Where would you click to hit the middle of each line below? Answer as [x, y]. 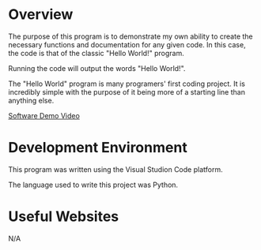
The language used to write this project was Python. [93, 185]
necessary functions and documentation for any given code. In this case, [127, 44]
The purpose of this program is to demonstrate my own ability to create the [130, 36]
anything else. [31, 100]
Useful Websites [64, 216]
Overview [41, 15]
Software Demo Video [44, 115]
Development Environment [98, 148]
